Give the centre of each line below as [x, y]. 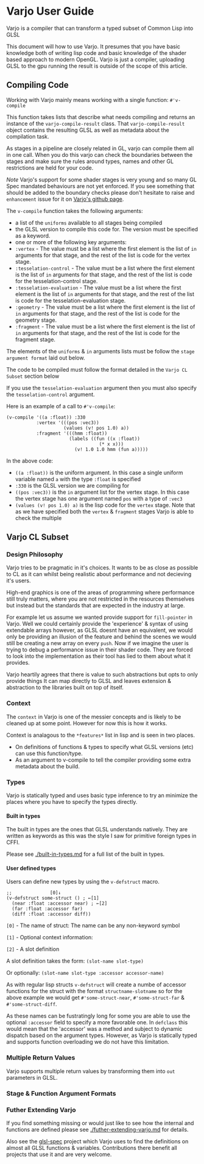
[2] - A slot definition [33, 949]
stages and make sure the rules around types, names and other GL [90, 161]
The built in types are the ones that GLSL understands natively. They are [97, 830]
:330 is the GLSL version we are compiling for [72, 485]
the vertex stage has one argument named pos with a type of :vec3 [99, 498]
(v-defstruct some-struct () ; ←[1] [53, 898]
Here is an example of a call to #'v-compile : [61, 406]
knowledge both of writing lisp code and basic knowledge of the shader [97, 52]
